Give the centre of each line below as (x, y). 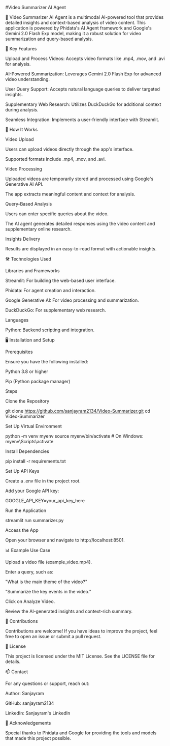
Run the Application (26, 510)
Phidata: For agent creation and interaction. (50, 290)
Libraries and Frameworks (32, 271)
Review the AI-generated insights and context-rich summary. (69, 611)
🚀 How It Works (22, 130)
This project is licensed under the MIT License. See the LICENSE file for (80, 656)
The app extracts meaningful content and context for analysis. (70, 194)
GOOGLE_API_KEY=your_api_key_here (45, 500)
